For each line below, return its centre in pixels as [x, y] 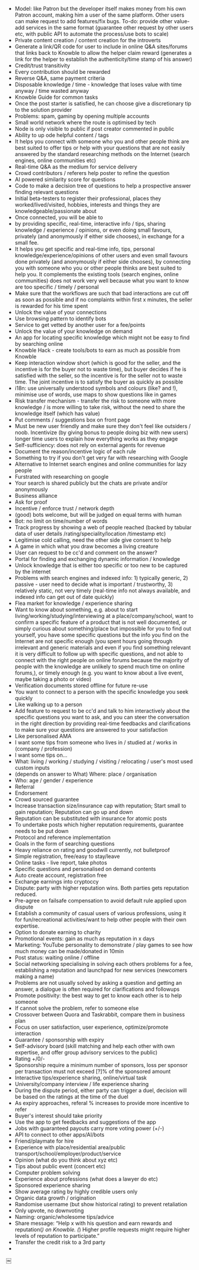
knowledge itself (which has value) [57, 414]
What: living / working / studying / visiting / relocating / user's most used [104, 761]
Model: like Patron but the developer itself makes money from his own [100, 9]
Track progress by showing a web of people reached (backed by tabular [103, 527]
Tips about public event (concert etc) [60, 1166]
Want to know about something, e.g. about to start [76, 609]
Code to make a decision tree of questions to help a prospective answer [103, 186]
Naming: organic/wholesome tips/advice [64, 1217]
